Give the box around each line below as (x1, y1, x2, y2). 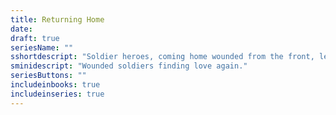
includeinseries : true (10, 89, 105, 99)
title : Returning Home (10, 14, 105, 25)
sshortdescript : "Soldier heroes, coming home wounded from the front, (10, 52, 315, 62)
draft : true (10, 33, 60, 43)
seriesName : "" (10, 42, 74, 53)
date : (10, 24, 33, 34)
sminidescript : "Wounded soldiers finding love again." (10, 61, 248, 71)
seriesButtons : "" (10, 71, 87, 81)
